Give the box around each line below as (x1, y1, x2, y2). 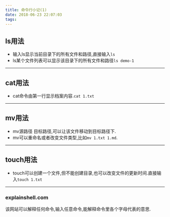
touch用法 (5, 155, 37, 164)
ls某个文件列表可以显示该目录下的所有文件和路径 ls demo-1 (12, 58, 135, 64)
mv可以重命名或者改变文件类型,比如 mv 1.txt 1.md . (12, 135, 118, 141)
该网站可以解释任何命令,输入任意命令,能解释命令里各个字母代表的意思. (5, 206, 151, 212)
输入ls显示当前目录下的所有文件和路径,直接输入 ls (12, 51, 115, 57)
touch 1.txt (17, 177, 42, 182)
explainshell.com (5, 194, 49, 201)
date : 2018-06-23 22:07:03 (5, 12, 62, 17)
